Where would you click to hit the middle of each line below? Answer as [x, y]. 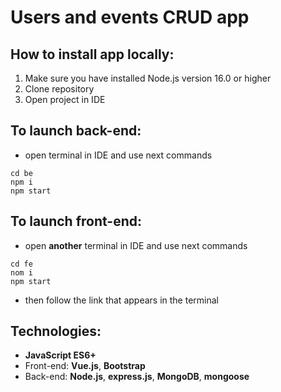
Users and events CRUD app [130, 17]
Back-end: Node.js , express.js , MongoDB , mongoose [137, 377]
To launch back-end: [76, 131]
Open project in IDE [65, 99]
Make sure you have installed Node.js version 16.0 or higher [148, 78]
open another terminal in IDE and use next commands [136, 245]
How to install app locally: [92, 54]
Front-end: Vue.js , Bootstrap [85, 366]
